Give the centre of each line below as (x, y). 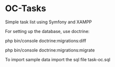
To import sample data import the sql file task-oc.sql (58, 59)
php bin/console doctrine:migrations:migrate (50, 50)
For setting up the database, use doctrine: (47, 31)
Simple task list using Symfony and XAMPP (48, 22)
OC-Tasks (26, 8)
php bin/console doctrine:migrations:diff (46, 41)
